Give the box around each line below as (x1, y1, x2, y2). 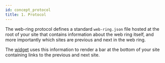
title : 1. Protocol (5, 12, 47, 17)
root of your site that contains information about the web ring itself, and (5, 31, 154, 37)
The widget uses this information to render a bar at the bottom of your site (5, 46, 160, 52)
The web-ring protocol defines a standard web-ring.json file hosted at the (5, 26, 159, 32)
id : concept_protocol (5, 7, 51, 13)
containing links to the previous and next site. (5, 51, 100, 58)
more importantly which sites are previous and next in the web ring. (5, 36, 146, 43)
